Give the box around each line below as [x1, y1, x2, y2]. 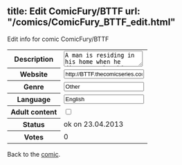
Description [14, 54, 54, 64]
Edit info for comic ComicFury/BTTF [7, 35, 109, 43]
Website [19, 69, 48, 79]
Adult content [10, 107, 57, 117]
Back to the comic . [7, 150, 61, 159]
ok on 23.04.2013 [63, 119, 124, 129]
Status [23, 120, 45, 130]
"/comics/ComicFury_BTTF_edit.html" [7, 17, 176, 28]
